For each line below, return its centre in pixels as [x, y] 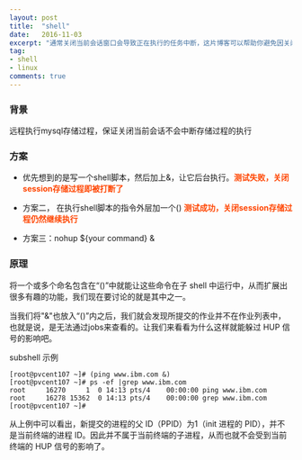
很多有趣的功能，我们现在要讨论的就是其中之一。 [100, 296]
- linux [24, 68]
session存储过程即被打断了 [73, 189]
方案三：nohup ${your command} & [89, 239]
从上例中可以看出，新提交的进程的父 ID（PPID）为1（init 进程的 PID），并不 [147, 423]
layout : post [34, 18]
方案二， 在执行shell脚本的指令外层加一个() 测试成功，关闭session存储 [153, 208]
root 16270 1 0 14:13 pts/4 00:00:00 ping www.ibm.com [138, 390]
